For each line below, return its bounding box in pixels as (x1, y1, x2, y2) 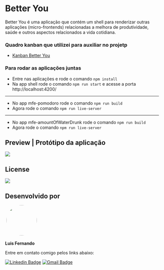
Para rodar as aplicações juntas (5, 65, 82, 72)
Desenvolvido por (5, 192, 60, 200)
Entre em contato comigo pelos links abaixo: (5, 250, 94, 255)
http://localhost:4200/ (12, 86, 57, 92)
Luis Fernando (5, 240, 35, 246)
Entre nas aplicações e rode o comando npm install (12, 76, 118, 82)
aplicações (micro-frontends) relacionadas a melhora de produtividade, (5, 24, 149, 30)
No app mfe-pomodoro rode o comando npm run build (12, 100, 123, 106)
